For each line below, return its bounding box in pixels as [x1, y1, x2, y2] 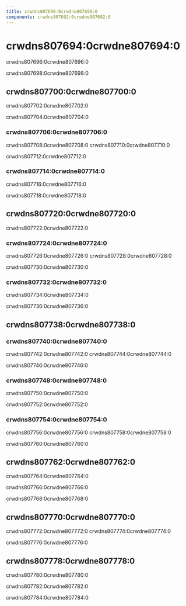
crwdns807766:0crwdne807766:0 [6, 484, 89, 491]
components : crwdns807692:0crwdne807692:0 [6, 14, 111, 20]
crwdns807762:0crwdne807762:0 [6, 457, 136, 467]
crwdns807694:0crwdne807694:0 [6, 39, 181, 53]
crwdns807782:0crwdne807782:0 [6, 583, 89, 590]
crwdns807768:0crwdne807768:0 [6, 495, 89, 503]
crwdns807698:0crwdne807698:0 [6, 70, 89, 77]
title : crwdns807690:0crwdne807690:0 [6, 8, 98, 15]
